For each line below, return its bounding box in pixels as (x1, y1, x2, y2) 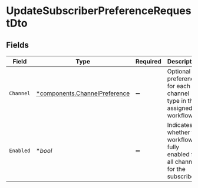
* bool (36, 147, 52, 155)
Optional (167, 68, 191, 75)
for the (167, 165, 186, 173)
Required (135, 58, 162, 65)
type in (167, 97, 187, 105)
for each (167, 82, 190, 90)
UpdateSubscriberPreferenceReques (6, 4, 192, 18)
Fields (6, 40, 29, 50)
